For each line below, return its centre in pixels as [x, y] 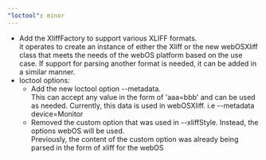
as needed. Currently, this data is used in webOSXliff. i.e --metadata [143, 105]
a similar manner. [47, 71]
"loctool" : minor [36, 15]
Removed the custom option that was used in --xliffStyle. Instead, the [145, 122]
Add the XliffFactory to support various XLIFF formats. [108, 38]
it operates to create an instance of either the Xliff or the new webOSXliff [138, 46]
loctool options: [45, 80]
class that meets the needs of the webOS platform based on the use [131, 55]
